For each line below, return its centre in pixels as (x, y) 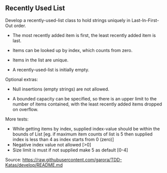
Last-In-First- (145, 20)
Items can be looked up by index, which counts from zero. (72, 50)
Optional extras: (22, 79)
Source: (13, 159)
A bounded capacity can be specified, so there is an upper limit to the (85, 98)
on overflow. (25, 109)
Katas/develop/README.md (34, 165)
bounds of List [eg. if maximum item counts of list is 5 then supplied (82, 134)
